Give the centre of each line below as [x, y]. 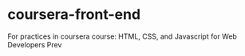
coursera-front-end [74, 15]
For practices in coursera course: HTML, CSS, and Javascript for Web [122, 36]
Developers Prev [35, 44]
